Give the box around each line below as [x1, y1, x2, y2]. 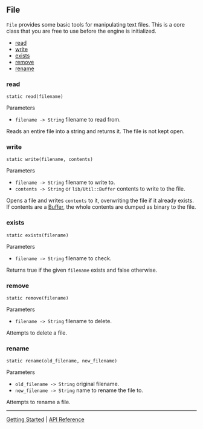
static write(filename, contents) [6, 157, 94, 163]
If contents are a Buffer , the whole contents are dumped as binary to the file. [6, 203, 196, 211]
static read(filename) [6, 94, 63, 100]
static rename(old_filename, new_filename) [6, 358, 118, 364]
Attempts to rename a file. [6, 399, 71, 406]
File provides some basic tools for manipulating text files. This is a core [6, 21, 185, 28]
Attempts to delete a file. [6, 329, 68, 336]
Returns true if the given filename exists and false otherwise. [6, 266, 158, 273]
